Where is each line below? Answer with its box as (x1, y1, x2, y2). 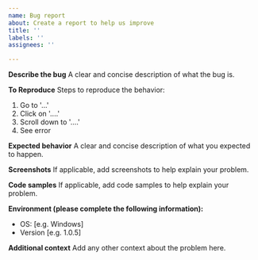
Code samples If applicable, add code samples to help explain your (8, 180, 229, 190)
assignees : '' (8, 41, 56, 49)
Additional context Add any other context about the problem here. (8, 243, 226, 253)
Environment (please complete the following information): (8, 204, 204, 214)
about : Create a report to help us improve (8, 19, 155, 27)
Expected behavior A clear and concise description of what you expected (8, 141, 251, 151)
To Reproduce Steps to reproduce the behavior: (8, 85, 165, 95)
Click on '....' (19, 109, 60, 119)
